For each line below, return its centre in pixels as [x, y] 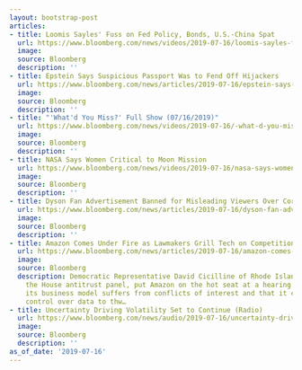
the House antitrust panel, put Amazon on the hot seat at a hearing [159, 285]
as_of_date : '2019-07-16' [58, 351]
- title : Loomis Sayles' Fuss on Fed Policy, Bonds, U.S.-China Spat [142, 34]
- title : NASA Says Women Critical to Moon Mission [108, 159]
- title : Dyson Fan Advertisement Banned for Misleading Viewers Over [144, 202]
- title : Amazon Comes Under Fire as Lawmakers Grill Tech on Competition [152, 243]
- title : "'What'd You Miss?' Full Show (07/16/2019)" [114, 118]
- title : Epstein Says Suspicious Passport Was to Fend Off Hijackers [144, 76]
